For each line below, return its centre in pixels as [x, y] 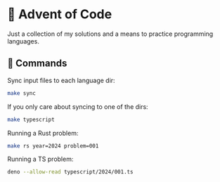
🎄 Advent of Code [60, 14]
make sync [22, 93]
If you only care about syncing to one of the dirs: [78, 106]
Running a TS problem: [40, 159]
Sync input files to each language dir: [61, 80]
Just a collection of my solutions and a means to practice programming [110, 34]
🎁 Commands [37, 64]
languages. [24, 41]
